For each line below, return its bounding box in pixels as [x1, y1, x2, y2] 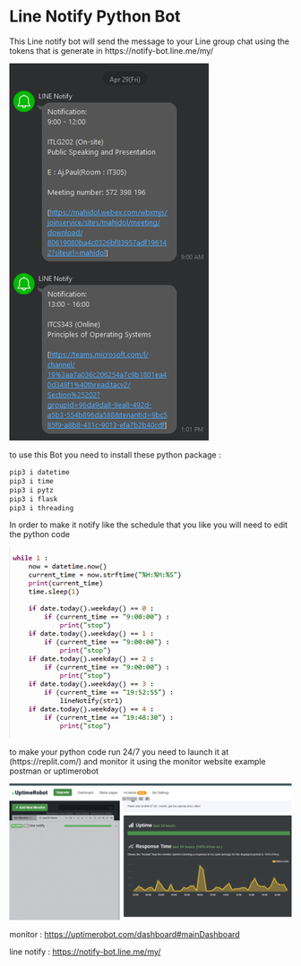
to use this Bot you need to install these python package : [9, 449, 221, 460]
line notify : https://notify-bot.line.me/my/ [9, 946, 161, 957]
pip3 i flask [9, 494, 58, 503]
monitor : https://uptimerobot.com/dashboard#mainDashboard [9, 929, 240, 940]
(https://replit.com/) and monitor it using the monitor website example [9, 756, 266, 766]
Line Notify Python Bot [9, 6, 181, 27]
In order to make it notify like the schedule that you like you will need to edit [9, 519, 288, 530]
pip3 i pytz [9, 485, 54, 494]
